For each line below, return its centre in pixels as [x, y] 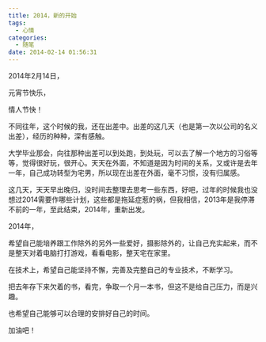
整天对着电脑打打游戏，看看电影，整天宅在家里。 [95, 253]
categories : [28, 38]
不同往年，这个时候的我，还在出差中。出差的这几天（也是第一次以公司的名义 [133, 126]
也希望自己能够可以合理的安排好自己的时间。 [81, 313]
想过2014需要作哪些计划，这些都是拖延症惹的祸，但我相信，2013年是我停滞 [131, 199]
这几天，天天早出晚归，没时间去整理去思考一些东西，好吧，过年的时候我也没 [133, 190]
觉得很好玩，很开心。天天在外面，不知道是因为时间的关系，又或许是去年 [140, 163]
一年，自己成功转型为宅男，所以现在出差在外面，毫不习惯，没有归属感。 [126, 173]
